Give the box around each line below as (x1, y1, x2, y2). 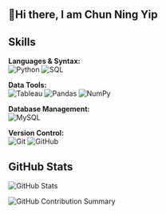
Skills (8, 35, 36, 49)
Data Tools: (8, 81, 47, 90)
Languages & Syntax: (8, 57, 81, 66)
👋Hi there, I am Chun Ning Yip (8, 8, 158, 22)
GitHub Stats (8, 160, 73, 173)
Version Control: (8, 129, 65, 138)
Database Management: (8, 105, 90, 114)
